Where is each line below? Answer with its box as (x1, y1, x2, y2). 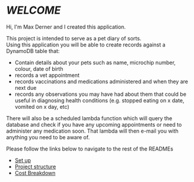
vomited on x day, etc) (14, 103, 69, 110)
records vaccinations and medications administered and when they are (14, 78, 189, 85)
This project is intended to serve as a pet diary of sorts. (6, 34, 142, 42)
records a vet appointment (14, 71, 80, 79)
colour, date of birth (14, 65, 63, 72)
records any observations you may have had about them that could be (14, 90, 187, 98)
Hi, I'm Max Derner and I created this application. (6, 23, 126, 30)
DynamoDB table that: (6, 47, 60, 54)
